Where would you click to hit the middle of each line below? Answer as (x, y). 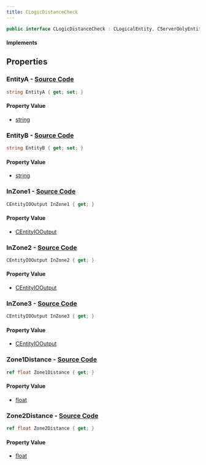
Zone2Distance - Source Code (52, 415)
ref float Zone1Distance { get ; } (51, 372)
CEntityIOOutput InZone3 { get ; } (51, 316)
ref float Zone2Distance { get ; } (51, 429)
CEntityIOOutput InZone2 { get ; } (51, 260)
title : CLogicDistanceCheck (42, 12)
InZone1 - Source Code (41, 192)
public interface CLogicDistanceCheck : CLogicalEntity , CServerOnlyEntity (105, 29)
